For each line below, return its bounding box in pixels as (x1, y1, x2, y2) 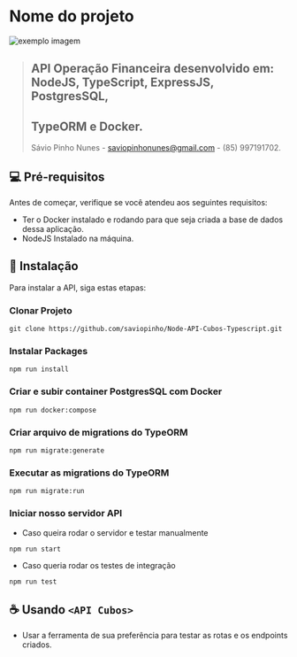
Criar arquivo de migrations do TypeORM (9, 426, 188, 438)
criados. (21, 639, 52, 650)
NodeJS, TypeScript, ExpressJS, (30, 75, 215, 90)
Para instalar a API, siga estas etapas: (9, 282, 147, 293)
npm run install (9, 365, 69, 374)
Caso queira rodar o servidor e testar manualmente (21, 527, 209, 537)
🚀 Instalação (9, 259, 79, 274)
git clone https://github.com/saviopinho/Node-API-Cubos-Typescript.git (9, 325, 283, 334)
